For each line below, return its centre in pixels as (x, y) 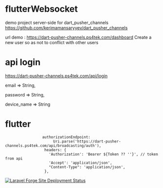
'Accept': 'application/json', (80, 163)
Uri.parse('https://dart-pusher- (87, 141)
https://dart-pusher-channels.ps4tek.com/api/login (56, 76)
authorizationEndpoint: (66, 137)
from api (14, 158)
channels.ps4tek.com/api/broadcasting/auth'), (53, 145)
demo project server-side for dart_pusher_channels (57, 23)
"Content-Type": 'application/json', (87, 167)
